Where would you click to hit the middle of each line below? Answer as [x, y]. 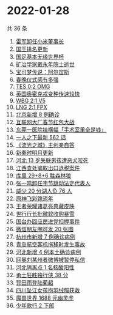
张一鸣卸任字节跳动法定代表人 [53, 183]
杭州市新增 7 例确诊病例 [45, 237]
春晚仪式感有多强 [37, 80]
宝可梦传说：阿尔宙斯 [42, 72]
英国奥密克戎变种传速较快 [48, 94]
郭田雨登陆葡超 [34, 283]
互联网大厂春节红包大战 [45, 122]
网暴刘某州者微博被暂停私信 [50, 259]
